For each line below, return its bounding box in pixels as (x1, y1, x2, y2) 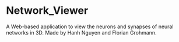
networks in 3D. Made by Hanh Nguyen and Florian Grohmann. (6, 29, 157, 36)
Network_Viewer (6, 4, 89, 17)
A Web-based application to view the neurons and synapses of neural (6, 23, 174, 30)
